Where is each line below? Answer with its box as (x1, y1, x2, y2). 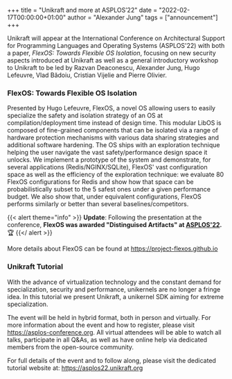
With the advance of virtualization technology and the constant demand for (7, 278, 222, 286)
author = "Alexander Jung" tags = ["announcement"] (67, 13, 218, 22)
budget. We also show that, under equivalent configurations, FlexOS (7, 192, 202, 201)
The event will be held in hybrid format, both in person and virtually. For (7, 313, 211, 321)
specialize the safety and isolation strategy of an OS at (7, 111, 163, 120)
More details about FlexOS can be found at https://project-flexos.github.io (7, 244, 218, 253)
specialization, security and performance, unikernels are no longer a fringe (7, 285, 221, 294)
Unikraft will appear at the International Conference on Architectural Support (7, 34, 225, 42)
